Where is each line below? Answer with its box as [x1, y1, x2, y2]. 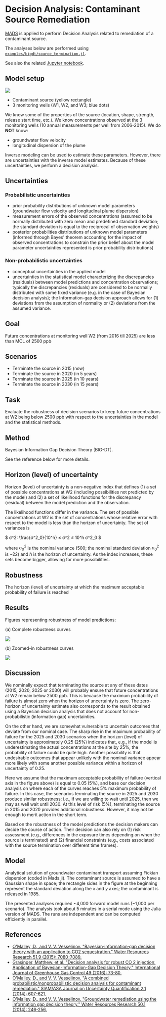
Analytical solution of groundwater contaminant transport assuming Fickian [5, 870, 158, 875]
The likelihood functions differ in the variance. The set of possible [5, 509, 139, 515]
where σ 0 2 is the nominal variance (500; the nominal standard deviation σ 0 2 [5, 544, 159, 552]
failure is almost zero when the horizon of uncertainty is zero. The [5, 698, 139, 704]
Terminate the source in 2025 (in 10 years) [12, 376, 99, 382]
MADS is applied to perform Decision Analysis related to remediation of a [5, 30, 154, 36]
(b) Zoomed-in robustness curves [5, 645, 74, 651]
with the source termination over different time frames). [5, 842, 118, 848]
